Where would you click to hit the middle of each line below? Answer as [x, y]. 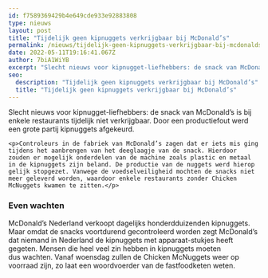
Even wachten [37, 206]
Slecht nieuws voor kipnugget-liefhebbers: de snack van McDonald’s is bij [130, 112]
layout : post [30, 30]
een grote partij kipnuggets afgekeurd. [71, 129]
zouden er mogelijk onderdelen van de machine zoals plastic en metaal [130, 158]
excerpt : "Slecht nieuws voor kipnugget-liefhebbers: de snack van [123, 68]
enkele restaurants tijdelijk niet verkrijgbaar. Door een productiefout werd [128, 121]
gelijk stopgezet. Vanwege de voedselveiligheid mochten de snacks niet [132, 172]
